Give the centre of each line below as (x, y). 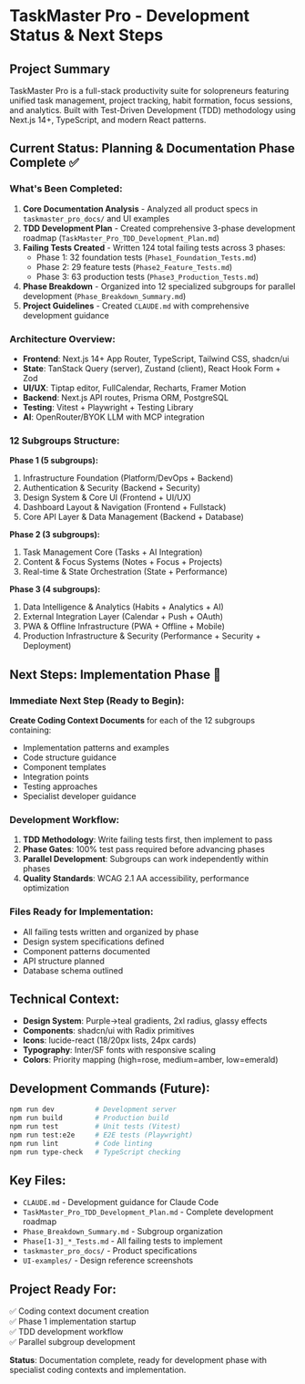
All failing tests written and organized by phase (111, 931)
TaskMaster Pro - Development (130, 16)
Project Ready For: (63, 1289)
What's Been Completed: (66, 189)
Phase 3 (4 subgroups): (55, 589)
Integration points (56, 776)
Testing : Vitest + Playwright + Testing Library (108, 407)
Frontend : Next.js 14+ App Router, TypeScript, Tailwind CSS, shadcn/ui (156, 359)
